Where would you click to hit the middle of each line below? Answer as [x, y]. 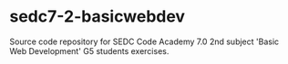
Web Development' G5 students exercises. [89, 50]
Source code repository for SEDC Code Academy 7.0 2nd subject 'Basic [144, 41]
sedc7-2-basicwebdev [97, 17]
